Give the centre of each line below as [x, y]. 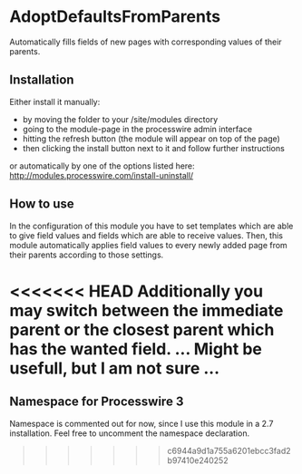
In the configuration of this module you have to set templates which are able [151, 226]
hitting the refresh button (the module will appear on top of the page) [151, 139]
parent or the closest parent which [142, 329]
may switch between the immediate [146, 310]
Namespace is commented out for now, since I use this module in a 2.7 [141, 423]
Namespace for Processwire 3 [97, 402]
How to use [42, 204]
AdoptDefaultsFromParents [115, 17]
